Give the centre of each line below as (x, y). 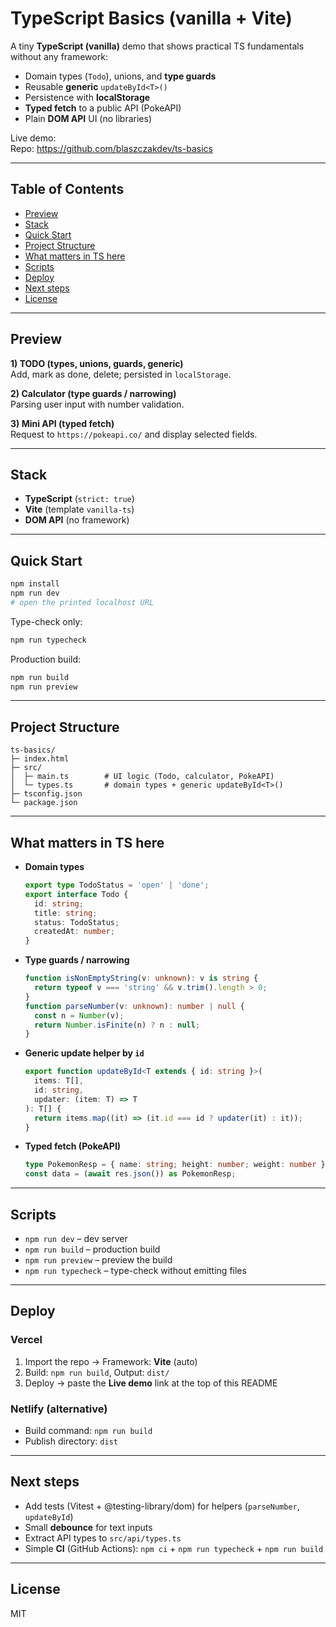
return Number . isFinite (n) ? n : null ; (117, 1025)
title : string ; (66, 913)
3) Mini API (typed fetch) (62, 423)
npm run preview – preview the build (98, 1260)
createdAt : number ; (75, 932)
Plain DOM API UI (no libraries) (88, 118)
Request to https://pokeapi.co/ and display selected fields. (134, 434)
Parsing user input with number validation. (97, 404)
